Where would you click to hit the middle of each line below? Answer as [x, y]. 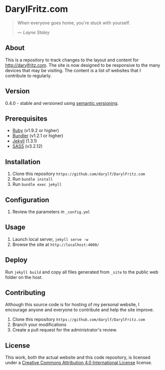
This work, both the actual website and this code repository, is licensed [78, 358]
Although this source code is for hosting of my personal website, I [72, 305]
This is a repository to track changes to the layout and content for [72, 60]
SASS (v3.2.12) [27, 146]
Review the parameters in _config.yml [51, 212]
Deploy [16, 260]
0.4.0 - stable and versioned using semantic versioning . [62, 103]
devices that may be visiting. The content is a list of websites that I [73, 70]
